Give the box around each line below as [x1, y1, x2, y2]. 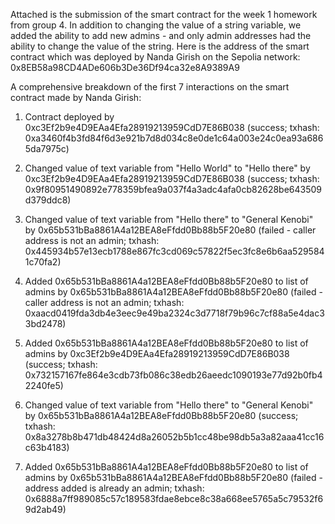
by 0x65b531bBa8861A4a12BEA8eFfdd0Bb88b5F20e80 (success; [24, 410, 299, 421]
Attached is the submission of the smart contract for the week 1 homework [10, 9, 318, 20]
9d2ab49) [24, 504, 67, 515]
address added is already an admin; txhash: [24, 482, 205, 494]
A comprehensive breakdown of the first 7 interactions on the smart [10, 81, 290, 93]
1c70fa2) [24, 256, 62, 268]
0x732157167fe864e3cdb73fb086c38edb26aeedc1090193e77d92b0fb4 [24, 369, 323, 381]
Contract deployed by [24, 111, 115, 123]
